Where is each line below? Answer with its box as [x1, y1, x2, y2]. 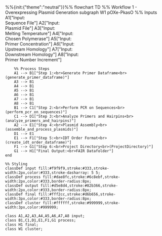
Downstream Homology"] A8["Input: [5, 51, 79, 57]
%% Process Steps [14, 66, 50, 71]
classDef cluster [5, 200, 41, 205]
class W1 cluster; [5, 227, 43, 232]
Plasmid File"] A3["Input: [5, 25, 55, 31]
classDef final [5, 192, 37, 197]
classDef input [5, 166, 37, 171]
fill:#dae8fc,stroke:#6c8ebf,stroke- [42, 175, 121, 180]
